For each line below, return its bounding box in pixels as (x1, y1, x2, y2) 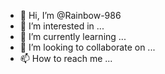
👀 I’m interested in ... (19, 20, 105, 32)
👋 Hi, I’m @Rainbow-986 (19, 10, 122, 21)
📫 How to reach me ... (19, 53, 113, 64)
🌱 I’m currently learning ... (19, 31, 127, 42)
